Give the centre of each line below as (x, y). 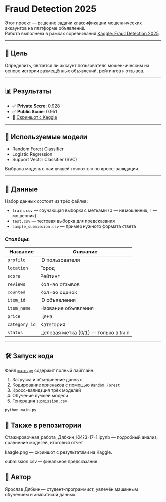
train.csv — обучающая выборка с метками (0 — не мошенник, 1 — (84, 210)
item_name (19, 308)
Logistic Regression (32, 154)
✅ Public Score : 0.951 (35, 111)
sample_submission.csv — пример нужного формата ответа (74, 226)
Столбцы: (18, 239)
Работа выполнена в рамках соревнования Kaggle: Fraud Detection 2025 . (83, 33)
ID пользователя (60, 260)
